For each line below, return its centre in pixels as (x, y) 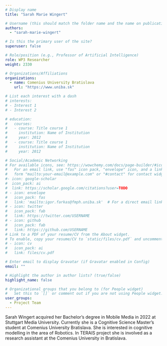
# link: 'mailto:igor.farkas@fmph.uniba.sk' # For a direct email (79, 202)
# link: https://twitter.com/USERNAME (48, 216)
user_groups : (19, 298)
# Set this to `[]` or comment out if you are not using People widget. (84, 294)
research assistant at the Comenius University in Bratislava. (66, 338)
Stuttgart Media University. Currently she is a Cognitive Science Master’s (80, 322)
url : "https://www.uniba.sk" (44, 87)
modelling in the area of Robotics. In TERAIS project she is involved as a (79, 333)
